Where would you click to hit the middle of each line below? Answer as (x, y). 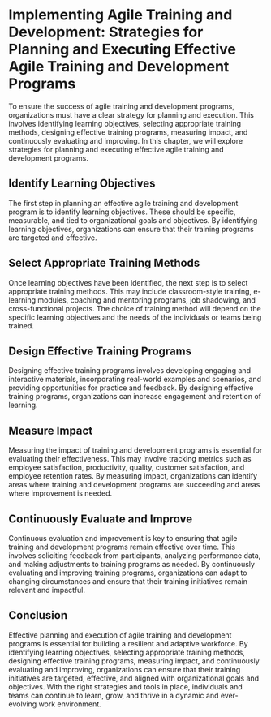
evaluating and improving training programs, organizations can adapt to (128, 573)
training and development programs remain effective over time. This (122, 547)
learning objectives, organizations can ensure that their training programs (131, 229)
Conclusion (38, 615)
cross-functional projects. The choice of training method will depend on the (135, 308)
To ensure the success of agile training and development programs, (122, 106)
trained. (22, 325)
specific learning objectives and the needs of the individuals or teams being (135, 317)
